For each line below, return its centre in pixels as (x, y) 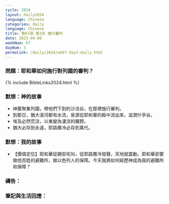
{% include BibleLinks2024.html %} (42, 82)
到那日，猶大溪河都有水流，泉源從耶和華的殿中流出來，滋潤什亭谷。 (84, 115)
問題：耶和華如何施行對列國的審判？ (49, 71)
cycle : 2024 (18, 10)
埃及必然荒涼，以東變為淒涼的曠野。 (50, 121)
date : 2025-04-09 (24, 39)
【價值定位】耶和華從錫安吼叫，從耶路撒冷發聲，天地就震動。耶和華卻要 (88, 154)
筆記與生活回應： (26, 196)
